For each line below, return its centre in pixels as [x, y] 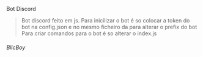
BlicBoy [16, 47]
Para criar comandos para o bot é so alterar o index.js [89, 33]
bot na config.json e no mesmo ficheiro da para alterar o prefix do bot [109, 27]
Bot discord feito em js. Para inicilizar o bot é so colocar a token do [105, 20]
